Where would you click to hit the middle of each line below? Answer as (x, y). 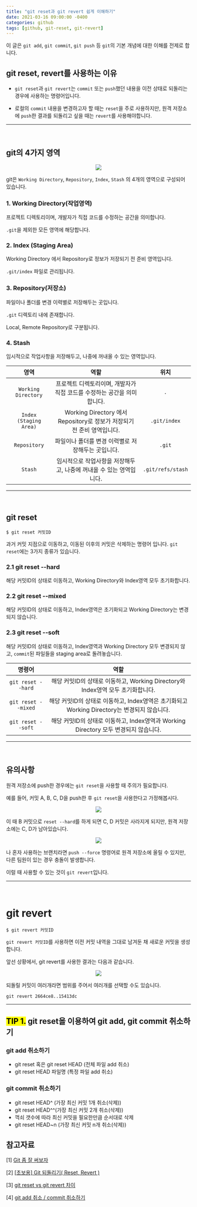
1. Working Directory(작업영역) (49, 203)
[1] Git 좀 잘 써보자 (27, 1160)
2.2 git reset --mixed (36, 596)
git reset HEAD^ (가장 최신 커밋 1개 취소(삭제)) (68, 1102)
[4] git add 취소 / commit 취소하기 (46, 1198)
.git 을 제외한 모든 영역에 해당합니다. (48, 230)
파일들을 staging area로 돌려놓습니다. (79, 654)
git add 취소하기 (28, 1050)
